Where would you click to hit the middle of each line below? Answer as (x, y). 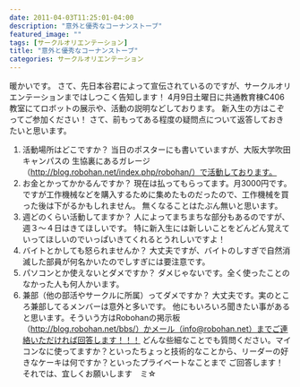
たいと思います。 (40, 130)
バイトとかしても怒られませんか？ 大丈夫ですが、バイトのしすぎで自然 (152, 250)
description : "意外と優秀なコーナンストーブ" (86, 26)
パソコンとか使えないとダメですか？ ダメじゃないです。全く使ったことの (156, 273)
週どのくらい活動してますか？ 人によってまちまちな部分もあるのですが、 (156, 217)
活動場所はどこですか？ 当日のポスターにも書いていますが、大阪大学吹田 (156, 150)
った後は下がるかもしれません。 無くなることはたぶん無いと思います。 (152, 206)
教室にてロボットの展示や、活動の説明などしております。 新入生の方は (139, 108)
